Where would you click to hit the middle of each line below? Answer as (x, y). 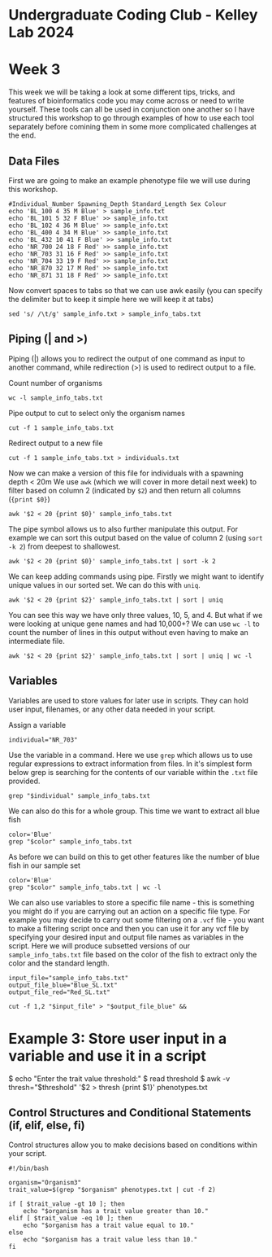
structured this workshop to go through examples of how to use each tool (132, 118)
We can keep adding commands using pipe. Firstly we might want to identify (136, 576)
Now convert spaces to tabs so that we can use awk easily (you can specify (136, 290)
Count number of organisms (56, 383)
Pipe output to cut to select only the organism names (97, 413)
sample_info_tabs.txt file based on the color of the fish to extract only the (133, 954)
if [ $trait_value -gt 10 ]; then (67, 1204)
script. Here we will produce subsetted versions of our (99, 945)
